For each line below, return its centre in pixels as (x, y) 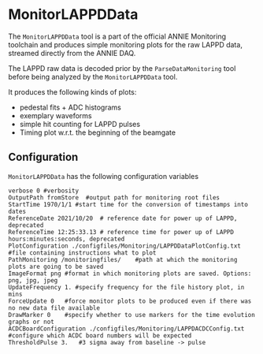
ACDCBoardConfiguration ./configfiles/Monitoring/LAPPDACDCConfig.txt (126, 329)
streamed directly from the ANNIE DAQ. (72, 53)
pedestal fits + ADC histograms (70, 107)
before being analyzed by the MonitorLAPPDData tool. (93, 76)
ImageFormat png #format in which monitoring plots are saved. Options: (130, 274)
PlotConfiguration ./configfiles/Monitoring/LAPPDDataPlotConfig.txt (125, 246)
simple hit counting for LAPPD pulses (80, 124)
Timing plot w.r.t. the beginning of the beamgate (97, 132)
